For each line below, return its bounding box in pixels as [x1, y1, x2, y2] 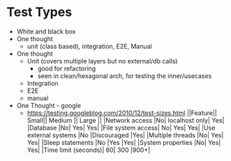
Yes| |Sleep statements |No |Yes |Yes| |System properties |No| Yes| [27, 138, 221, 146]
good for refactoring [37, 64, 96, 72]
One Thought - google [16, 101, 82, 109]
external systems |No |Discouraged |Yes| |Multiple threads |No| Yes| [27, 130, 224, 139]
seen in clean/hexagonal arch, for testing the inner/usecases [37, 71, 212, 80]
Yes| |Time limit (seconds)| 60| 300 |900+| [27, 146, 151, 154]
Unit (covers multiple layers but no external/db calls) [27, 56, 178, 65]
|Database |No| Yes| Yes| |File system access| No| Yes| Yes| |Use [27, 123, 216, 132]
